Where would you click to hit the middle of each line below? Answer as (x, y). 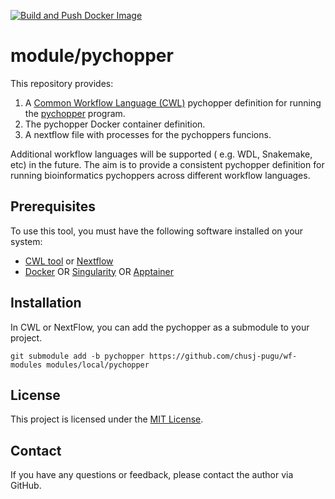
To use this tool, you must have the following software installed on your (157, 231)
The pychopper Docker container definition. (115, 124)
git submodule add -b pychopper (77, 356)
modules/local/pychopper (98, 365)
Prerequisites (53, 206)
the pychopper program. (75, 113)
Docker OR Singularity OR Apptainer (99, 271)
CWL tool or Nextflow (69, 261)
